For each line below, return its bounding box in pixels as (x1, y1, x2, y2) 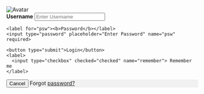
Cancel (9, 81, 26, 87)
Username (6, 13, 33, 20)
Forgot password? (29, 79, 75, 87)
